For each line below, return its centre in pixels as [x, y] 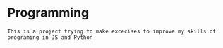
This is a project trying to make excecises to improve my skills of [112, 31]
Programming [48, 13]
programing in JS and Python [50, 37]
